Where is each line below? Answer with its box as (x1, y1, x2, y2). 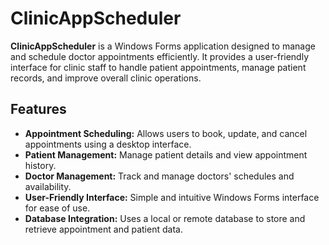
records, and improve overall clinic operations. (10, 72, 202, 84)
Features (10, 101, 67, 118)
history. (24, 159, 57, 171)
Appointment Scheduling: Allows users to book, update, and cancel (24, 127, 308, 139)
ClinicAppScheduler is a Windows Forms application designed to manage (10, 40, 316, 52)
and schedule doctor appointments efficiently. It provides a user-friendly (10, 50, 310, 62)
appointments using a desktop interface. (24, 138, 192, 150)
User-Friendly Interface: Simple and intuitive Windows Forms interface (24, 191, 320, 203)
